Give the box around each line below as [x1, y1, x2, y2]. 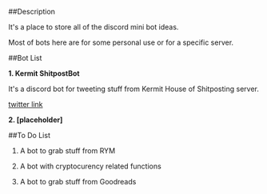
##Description [8, 7, 56, 16]
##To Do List [8, 131, 50, 140]
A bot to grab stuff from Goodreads [19, 177, 137, 186]
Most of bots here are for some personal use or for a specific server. [8, 38, 234, 47]
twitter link [8, 100, 43, 109]
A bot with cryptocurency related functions [19, 161, 161, 171]
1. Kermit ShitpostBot [8, 69, 80, 78]
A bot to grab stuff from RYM [19, 146, 116, 155]
